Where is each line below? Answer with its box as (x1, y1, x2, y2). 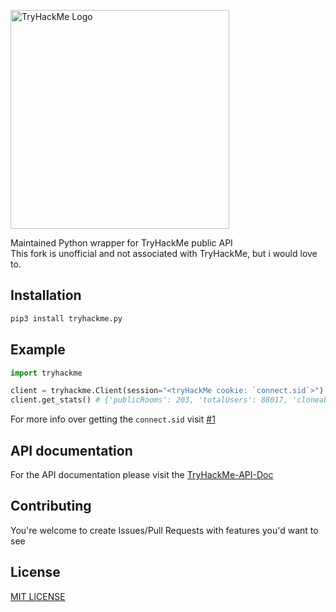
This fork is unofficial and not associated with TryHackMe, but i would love (10, 248, 318, 259)
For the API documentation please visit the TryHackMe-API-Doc (10, 468, 274, 480)
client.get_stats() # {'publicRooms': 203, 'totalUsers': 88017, (10, 395, 288, 405)
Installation (10, 287, 82, 304)
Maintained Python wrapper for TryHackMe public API (10, 237, 233, 249)
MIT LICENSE (10, 590, 66, 602)
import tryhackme (10, 368, 83, 378)
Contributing (10, 498, 92, 515)
